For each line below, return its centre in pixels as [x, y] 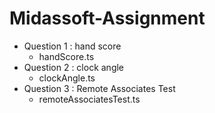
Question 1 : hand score [72, 46]
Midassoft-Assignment [107, 18]
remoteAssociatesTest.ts [89, 99]
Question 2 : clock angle [74, 67]
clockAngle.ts [67, 78]
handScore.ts [66, 56]
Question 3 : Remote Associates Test [99, 88]
